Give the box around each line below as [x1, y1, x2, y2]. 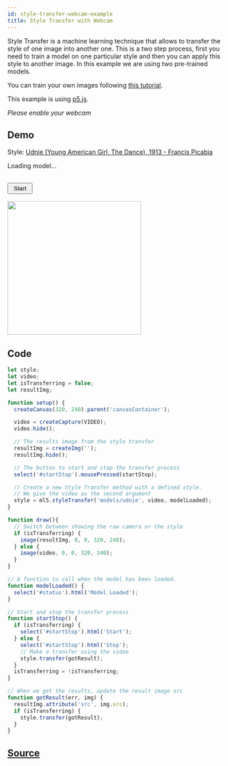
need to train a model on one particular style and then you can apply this [7, 51, 221, 61]
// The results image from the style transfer [14, 438, 155, 445]
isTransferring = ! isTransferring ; [14, 668, 120, 676]
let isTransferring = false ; [7, 379, 94, 387]
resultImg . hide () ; [14, 451, 69, 458]
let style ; [7, 366, 40, 374]
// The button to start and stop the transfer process [14, 464, 180, 471]
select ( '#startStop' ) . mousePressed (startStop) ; [14, 471, 158, 478]
